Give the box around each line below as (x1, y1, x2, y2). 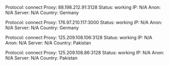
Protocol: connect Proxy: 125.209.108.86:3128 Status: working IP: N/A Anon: (5, 50, 164, 55)
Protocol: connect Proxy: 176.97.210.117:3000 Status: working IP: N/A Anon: (5, 20, 162, 25)
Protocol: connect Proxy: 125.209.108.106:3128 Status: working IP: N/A (5, 35, 153, 40)
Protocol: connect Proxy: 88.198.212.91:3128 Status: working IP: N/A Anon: (5, 5, 161, 10)
